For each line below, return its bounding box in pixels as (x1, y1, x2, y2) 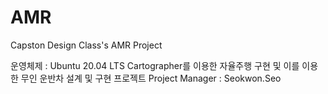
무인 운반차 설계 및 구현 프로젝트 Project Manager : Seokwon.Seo (20, 72, 282, 84)
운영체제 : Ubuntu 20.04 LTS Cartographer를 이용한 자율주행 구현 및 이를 (10, 59, 300, 71)
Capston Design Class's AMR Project (10, 39, 163, 51)
